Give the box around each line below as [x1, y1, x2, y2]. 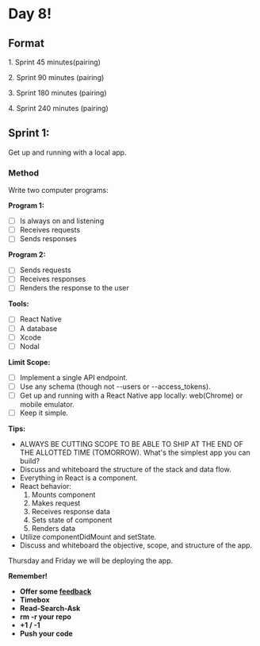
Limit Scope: [8, 357, 51, 367]
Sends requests [19, 265, 71, 275]
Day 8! [8, 5, 52, 23]
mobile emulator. [19, 399, 75, 409]
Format [8, 37, 45, 50]
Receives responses [19, 275, 86, 284]
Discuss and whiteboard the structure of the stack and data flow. [19, 464, 231, 474]
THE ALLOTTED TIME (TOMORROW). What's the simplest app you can [19, 448, 251, 457]
